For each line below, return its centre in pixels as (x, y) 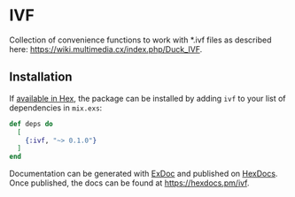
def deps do (31, 124)
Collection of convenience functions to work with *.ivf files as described (140, 40)
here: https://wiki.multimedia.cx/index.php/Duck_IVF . (106, 49)
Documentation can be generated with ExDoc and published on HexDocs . (144, 174)
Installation (41, 77)
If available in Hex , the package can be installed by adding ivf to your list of (147, 98)
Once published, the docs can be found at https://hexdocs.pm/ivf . (129, 183)
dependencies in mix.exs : (56, 108)
